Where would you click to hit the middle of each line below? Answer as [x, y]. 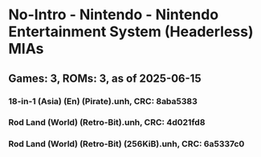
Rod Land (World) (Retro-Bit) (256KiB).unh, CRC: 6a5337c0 [126, 144]
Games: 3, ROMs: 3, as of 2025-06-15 [105, 78]
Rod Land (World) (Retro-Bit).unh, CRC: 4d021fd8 [107, 123]
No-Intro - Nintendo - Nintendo [114, 15]
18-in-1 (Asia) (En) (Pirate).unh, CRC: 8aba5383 [103, 101]
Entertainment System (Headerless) [131, 32]
